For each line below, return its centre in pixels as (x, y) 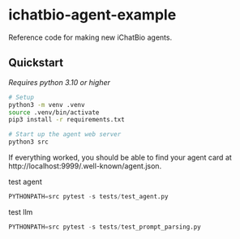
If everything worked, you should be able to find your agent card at (120, 157)
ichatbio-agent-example (92, 15)
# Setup (21, 97)
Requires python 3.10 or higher (60, 82)
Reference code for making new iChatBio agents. (90, 37)
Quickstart (36, 63)
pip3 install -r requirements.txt (67, 120)
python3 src (28, 142)
